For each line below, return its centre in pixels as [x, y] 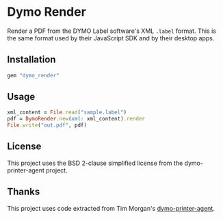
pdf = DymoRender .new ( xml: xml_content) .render [76, 119]
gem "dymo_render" [33, 75]
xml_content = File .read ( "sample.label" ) [67, 113]
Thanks [24, 192]
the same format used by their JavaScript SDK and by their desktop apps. [111, 38]
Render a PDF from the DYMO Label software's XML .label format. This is [112, 31]
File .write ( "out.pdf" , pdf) [47, 125]
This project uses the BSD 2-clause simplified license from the [95, 163]
